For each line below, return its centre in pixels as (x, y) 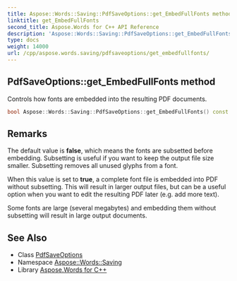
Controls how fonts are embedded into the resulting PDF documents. (107, 99)
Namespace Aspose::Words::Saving (69, 263)
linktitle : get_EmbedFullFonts (53, 20)
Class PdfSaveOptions (50, 255)
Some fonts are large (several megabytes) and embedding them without (112, 208)
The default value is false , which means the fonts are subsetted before (110, 151)
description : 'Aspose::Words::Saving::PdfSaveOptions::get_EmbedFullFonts (120, 34)
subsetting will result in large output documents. (77, 215)
